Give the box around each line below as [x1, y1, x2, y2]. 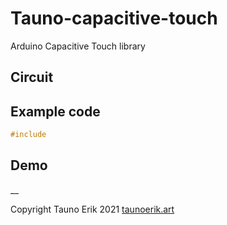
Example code [10, 103, 101, 120]
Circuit [10, 69, 54, 86]
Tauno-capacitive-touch [10, 7, 218, 30]
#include [10, 130, 47, 140]
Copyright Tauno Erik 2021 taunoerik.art [10, 203, 175, 215]
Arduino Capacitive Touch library [10, 40, 146, 52]
